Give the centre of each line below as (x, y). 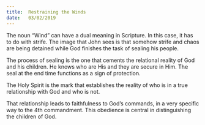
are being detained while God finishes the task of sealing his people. (93, 48)
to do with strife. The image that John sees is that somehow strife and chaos (103, 42)
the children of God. (32, 116)
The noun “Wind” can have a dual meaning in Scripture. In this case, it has (100, 35)
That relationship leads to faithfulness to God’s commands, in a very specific (103, 103)
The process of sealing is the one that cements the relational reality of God (101, 60)
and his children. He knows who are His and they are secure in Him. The (97, 66)
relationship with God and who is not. (53, 91)
